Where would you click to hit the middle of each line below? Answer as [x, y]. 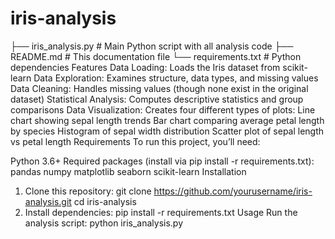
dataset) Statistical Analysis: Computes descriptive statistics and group [157, 99]
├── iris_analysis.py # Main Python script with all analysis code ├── [152, 46]
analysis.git [48, 201]
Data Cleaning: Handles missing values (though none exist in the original [159, 88]
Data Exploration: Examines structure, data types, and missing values [176, 78]
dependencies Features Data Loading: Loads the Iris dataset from [145, 67]
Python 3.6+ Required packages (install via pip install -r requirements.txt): [162, 161]
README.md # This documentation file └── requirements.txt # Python [156, 56]
